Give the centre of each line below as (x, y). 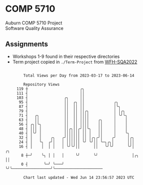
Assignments (27, 44)
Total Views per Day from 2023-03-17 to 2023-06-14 (79, 76)
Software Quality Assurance (34, 28)
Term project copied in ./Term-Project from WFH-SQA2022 (75, 62)
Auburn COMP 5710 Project (34, 23)
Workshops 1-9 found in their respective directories (66, 56)
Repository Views (41, 84)
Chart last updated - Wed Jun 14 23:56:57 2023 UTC (79, 177)
